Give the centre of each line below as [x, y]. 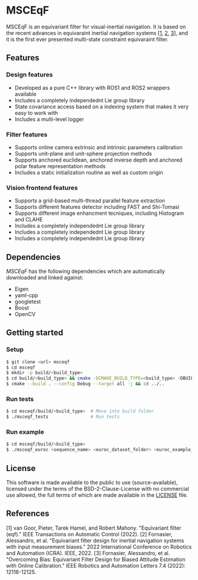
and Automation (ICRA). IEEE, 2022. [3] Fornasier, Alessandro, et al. [88, 553]
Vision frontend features [42, 188]
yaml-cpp [26, 295]
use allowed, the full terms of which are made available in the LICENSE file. [97, 495]
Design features [29, 75]
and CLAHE [29, 220]
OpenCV [25, 314]
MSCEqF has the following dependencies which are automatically [85, 271]
